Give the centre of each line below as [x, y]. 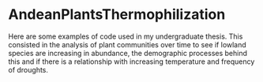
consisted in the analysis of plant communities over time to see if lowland [127, 44]
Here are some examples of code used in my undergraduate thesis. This [126, 36]
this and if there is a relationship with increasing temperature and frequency [131, 61]
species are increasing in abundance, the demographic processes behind [128, 53]
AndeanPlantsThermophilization [117, 15]
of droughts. [28, 69]
